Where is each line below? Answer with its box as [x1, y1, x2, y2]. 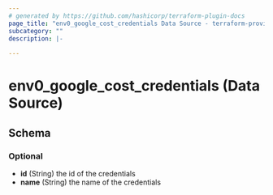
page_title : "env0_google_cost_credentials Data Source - [8, 19, 209, 28]
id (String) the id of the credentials [19, 169, 136, 178]
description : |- [8, 34, 63, 43]
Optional [8, 150, 43, 162]
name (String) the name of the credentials [19, 177, 161, 187]
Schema [8, 126, 51, 140]
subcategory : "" [8, 27, 63, 35]
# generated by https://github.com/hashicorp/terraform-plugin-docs [8, 11, 245, 20]
